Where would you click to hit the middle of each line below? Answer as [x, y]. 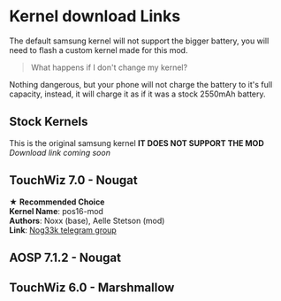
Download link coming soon [60, 152]
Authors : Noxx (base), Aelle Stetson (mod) [87, 220]
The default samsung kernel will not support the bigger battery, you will [139, 41]
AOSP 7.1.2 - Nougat [65, 257]
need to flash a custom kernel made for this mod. [99, 50]
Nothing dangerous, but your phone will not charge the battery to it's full [141, 84]
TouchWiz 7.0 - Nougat [74, 180]
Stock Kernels [49, 122]
